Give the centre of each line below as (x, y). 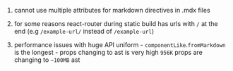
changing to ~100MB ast (47, 60)
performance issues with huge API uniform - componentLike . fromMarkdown (120, 45)
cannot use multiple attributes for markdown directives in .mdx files (112, 10)
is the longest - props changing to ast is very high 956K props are (108, 52)
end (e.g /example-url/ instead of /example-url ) (84, 31)
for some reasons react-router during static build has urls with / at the (116, 24)
